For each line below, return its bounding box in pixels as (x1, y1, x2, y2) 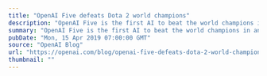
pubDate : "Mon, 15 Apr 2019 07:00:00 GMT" (8, 33, 151, 42)
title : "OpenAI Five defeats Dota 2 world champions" (8, 11, 191, 20)
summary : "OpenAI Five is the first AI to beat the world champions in (8, 26, 250, 34)
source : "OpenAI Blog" (8, 41, 83, 49)
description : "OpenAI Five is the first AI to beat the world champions (8, 19, 254, 27)
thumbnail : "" (8, 56, 56, 64)
